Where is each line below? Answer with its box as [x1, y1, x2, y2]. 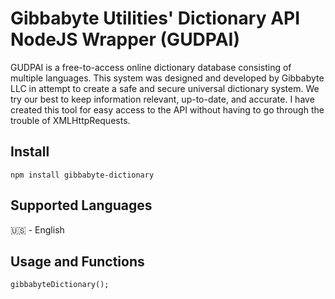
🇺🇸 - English [10, 223, 65, 236]
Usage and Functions [10, 253, 145, 270]
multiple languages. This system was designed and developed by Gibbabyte [10, 72, 325, 84]
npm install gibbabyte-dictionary [10, 170, 155, 180]
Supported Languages [10, 197, 153, 214]
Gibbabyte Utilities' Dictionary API [10, 7, 301, 30]
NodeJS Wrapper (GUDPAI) [10, 28, 240, 51]
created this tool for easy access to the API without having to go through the [10, 103, 325, 116]
